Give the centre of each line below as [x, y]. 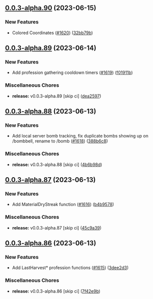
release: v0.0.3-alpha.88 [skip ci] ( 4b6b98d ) [57, 164]
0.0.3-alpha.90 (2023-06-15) [51, 8]
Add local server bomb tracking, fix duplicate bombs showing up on [80, 136]
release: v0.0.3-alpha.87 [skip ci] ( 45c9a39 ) [57, 228]
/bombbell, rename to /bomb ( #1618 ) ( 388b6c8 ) [60, 141]
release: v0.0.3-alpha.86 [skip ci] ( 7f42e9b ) [56, 291]
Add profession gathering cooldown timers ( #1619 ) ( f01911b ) [72, 72]
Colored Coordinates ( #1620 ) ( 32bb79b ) [53, 33]
